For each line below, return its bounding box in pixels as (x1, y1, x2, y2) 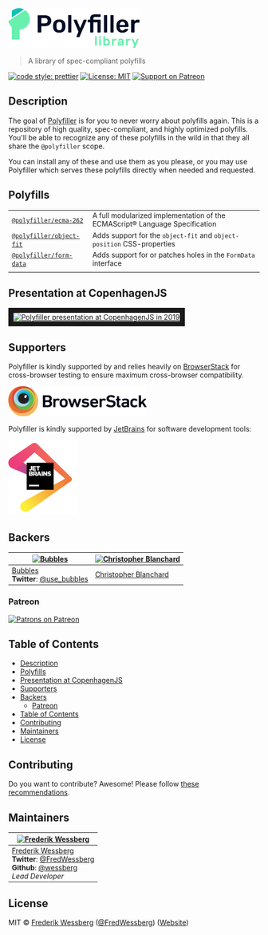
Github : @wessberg (11, 862, 78, 872)
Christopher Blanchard (94, 570, 169, 579)
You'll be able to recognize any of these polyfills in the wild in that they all (8, 132, 250, 142)
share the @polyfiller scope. (8, 141, 105, 151)
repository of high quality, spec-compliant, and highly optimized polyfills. (8, 124, 249, 134)
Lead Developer (11, 871, 65, 881)
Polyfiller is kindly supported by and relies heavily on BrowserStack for (8, 362, 241, 372)
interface (92, 258, 122, 268)
